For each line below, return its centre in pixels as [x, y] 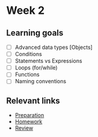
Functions [27, 75]
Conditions [28, 54]
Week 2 [26, 11]
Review [24, 128]
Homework [29, 122]
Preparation [29, 115]
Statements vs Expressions [48, 61]
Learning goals [35, 33]
